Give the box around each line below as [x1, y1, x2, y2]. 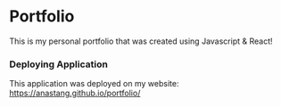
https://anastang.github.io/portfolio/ [9, 87, 141, 99]
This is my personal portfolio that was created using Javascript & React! [9, 36, 273, 46]
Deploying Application [9, 58, 109, 70]
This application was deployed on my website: [9, 78, 179, 89]
